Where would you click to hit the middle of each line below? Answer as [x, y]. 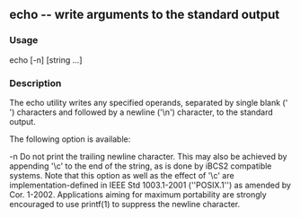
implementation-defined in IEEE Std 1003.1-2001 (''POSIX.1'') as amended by [150, 185]
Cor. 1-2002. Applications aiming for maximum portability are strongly [138, 194]
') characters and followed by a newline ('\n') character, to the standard [141, 112]
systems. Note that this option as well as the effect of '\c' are [122, 175]
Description [35, 83]
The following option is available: [70, 139]
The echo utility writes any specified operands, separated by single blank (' [149, 102]
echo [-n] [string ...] [46, 60]
